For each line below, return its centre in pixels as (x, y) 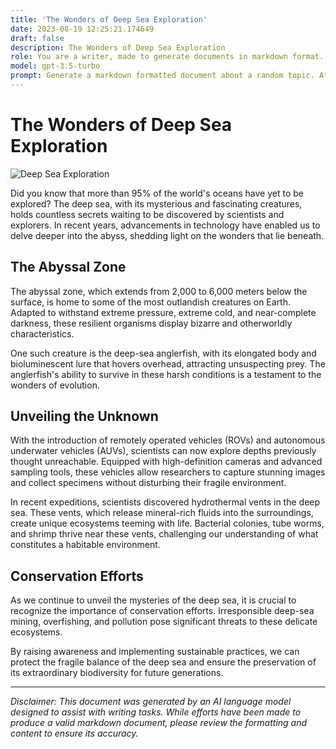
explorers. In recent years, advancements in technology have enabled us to (165, 225)
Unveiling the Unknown (84, 416)
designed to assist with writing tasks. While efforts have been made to (156, 712)
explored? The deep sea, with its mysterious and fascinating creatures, (156, 203)
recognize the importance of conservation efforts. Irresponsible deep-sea (162, 611)
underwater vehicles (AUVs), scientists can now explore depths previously (163, 451)
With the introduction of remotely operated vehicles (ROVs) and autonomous (168, 440)
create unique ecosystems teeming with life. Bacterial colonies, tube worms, (167, 523)
